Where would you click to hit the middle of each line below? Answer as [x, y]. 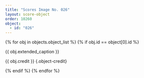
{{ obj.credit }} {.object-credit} [36, 61]
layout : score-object [28, 14]
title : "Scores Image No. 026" [37, 10]
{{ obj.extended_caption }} [32, 52]
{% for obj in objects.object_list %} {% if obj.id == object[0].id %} [72, 42]
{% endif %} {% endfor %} [33, 71]
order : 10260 [19, 19]
